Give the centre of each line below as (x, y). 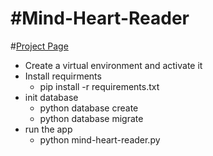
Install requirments (63, 76)
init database (51, 97)
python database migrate (91, 118)
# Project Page (39, 46)
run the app (48, 129)
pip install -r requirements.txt (99, 86)
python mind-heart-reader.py (100, 139)
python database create (89, 108)
